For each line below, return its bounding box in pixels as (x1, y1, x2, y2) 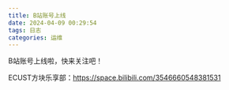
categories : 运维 (8, 33, 63, 42)
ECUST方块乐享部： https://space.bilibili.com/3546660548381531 (8, 73, 221, 83)
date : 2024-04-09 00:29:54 (8, 19, 97, 27)
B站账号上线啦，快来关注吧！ (8, 56, 103, 66)
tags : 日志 (8, 26, 42, 34)
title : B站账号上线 (8, 11, 66, 20)
